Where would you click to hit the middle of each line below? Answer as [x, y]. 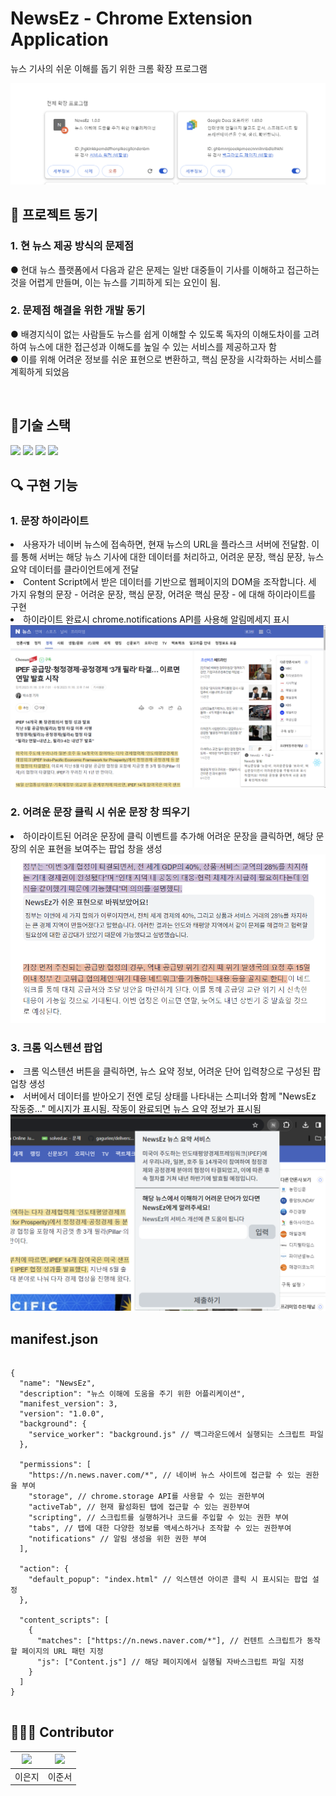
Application [59, 39]
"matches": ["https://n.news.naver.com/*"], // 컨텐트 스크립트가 [169, 1641]
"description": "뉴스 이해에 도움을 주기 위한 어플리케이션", [132, 1394]
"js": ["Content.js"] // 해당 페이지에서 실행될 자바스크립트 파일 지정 [170, 1662]
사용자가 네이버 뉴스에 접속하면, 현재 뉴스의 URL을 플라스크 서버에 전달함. [166, 544]
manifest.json [54, 1338]
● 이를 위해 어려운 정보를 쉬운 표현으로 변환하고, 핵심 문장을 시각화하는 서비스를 [166, 359]
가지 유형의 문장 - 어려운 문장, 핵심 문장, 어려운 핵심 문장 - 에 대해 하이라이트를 [163, 594]
